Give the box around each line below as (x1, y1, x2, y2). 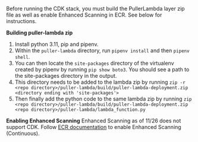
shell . (14, 53, 30, 60)
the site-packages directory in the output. (14, 72, 117, 79)
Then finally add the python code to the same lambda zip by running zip (14, 95, 192, 102)
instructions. (6, 18, 37, 24)
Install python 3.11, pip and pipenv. (14, 41, 99, 48)
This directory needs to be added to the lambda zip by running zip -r (14, 78, 186, 86)
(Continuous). (6, 130, 40, 137)
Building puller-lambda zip (6, 29, 73, 36)
